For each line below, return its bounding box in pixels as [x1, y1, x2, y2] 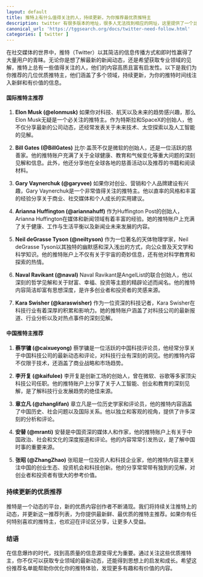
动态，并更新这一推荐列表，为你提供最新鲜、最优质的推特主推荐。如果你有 [6, 510, 192, 518]
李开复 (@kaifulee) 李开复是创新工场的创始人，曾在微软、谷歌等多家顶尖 [14, 372, 196, 379]
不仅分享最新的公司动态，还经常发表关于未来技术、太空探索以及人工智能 [14, 124, 195, 131]
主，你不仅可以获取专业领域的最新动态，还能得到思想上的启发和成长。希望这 [6, 557, 197, 564]
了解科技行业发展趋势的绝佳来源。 [31, 387, 116, 394]
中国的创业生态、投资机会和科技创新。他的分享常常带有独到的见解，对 [20, 464, 195, 471]
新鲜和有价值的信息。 [11, 79, 65, 87]
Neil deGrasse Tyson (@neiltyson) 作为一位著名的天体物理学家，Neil [14, 236, 188, 243]
